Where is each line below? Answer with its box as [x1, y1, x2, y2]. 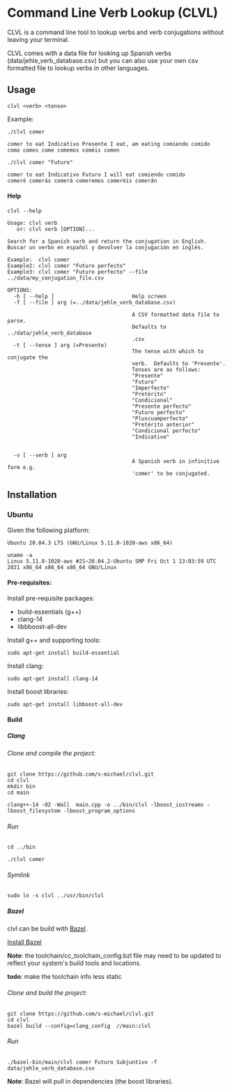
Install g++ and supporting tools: [7, 635, 101, 644]
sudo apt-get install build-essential [7, 649, 120, 656]
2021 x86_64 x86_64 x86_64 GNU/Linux [7, 563, 117, 570]
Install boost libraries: [7, 687, 69, 695]
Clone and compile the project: [7, 749, 96, 758]
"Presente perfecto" [132, 403, 192, 410]
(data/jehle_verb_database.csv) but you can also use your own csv [7, 56, 199, 64]
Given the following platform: [7, 526, 91, 534]
